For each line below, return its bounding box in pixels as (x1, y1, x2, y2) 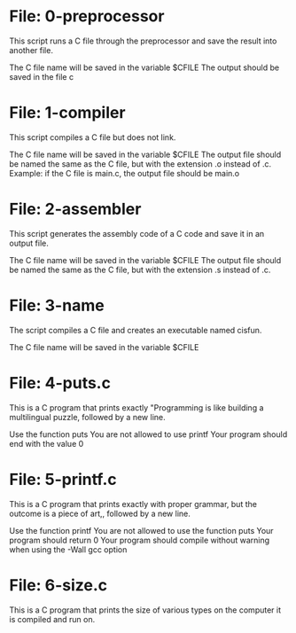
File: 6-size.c (9, 574, 108, 595)
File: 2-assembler (9, 199, 142, 219)
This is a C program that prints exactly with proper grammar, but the (9, 498, 257, 509)
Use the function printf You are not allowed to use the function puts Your (9, 525, 274, 535)
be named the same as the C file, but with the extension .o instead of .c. (9, 158, 272, 169)
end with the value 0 (9, 438, 84, 449)
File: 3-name (9, 295, 105, 316)
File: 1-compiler (9, 103, 126, 123)
